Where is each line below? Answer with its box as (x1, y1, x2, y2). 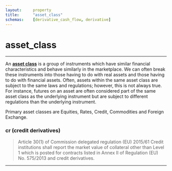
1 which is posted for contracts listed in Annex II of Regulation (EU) (17, 149, 159, 156)
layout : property (5, 7, 52, 13)
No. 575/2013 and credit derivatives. (17, 155, 95, 161)
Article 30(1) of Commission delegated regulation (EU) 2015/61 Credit (17, 139, 164, 145)
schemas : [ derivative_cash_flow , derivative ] (5, 17, 111, 22)
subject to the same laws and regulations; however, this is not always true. (5, 82, 162, 89)
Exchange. (5, 114, 28, 120)
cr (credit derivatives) (5, 127, 60, 134)
